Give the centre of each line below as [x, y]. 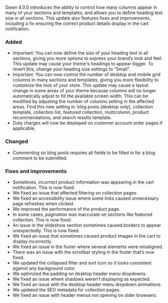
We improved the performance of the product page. [66, 209]
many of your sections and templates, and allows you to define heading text [84, 13]
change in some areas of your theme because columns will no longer [84, 91]
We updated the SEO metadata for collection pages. [67, 290]
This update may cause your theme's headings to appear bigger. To [83, 64]
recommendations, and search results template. [62, 118]
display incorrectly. [32, 241]
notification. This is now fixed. [44, 187]
